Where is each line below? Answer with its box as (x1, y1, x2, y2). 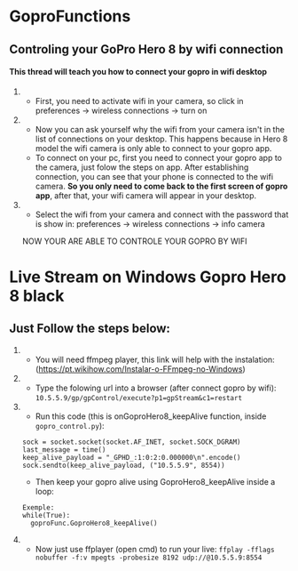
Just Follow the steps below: (9, 321, 171, 336)
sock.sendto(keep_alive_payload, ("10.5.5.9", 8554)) (21, 461, 225, 470)
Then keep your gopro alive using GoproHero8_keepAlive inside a (35, 476, 276, 487)
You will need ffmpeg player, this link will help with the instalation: (35, 354, 275, 365)
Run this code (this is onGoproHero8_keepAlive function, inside (35, 411, 267, 422)
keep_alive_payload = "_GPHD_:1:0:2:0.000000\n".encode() (21, 453, 241, 462)
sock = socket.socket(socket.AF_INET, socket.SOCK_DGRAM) (21, 438, 241, 446)
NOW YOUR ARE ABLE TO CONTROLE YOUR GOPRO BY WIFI (21, 236, 247, 246)
